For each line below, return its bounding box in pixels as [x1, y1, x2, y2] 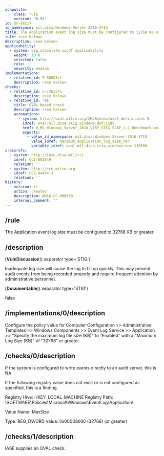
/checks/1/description [5, 433, 74, 441]
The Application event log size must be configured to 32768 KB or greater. [5, 229, 155, 235]
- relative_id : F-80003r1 [9, 75, 62, 80]
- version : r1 [9, 184, 38, 189]
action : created [14, 189, 47, 194]
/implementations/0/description [5, 309, 105, 318]
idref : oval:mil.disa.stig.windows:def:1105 [22, 121, 115, 126]
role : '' [14, 62, 32, 66]
